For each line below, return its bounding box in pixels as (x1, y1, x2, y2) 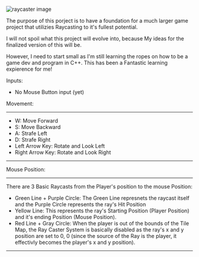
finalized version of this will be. (6, 42, 82, 48)
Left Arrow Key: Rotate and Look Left (14, 143, 105, 149)
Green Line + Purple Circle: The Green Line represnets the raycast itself (14, 195, 190, 202)
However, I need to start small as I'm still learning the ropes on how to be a (6, 53, 188, 59)
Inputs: (6, 77, 23, 84)
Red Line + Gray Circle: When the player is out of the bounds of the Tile (14, 220, 190, 227)
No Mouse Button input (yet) (14, 89, 85, 95)
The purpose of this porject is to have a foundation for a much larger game (6, 17, 188, 24)
